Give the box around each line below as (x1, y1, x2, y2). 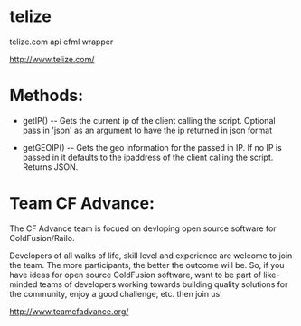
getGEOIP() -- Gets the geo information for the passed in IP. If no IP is (22, 142, 282, 153)
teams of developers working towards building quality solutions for (39, 278, 288, 290)
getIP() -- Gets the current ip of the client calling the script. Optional (22, 115, 276, 126)
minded (9, 278, 38, 290)
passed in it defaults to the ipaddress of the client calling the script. (22, 152, 274, 163)
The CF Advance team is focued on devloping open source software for (9, 223, 277, 234)
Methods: (9, 86, 84, 106)
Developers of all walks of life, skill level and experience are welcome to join (9, 250, 293, 261)
